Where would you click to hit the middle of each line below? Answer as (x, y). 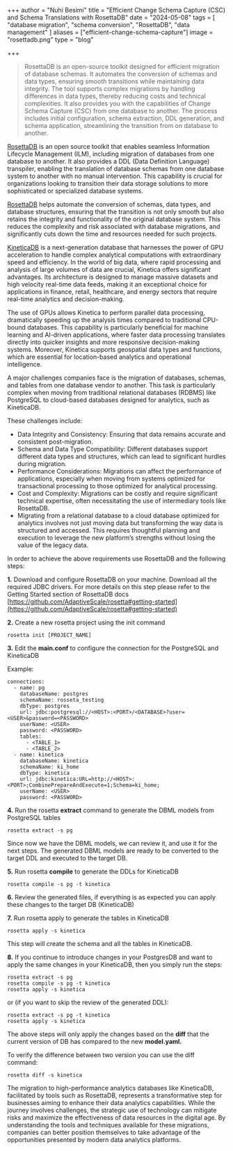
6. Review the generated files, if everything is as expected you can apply (112, 897)
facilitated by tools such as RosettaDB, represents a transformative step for (115, 1095)
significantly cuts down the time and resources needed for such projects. (112, 234)
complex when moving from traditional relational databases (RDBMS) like (112, 393)
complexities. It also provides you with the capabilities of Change (117, 103)
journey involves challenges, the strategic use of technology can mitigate (112, 1110)
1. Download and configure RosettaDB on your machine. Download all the (112, 579)
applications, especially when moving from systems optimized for (111, 478)
